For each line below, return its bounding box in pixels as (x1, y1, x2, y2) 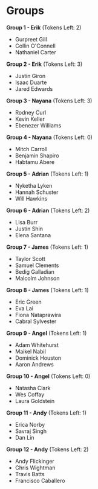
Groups (6, 4, 44, 18)
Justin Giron (15, 72, 46, 79)
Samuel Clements (15, 262, 59, 269)
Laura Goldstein (15, 397, 55, 404)
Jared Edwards (15, 85, 53, 92)
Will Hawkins (15, 195, 48, 202)
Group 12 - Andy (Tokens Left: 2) (6, 446, 89, 453)
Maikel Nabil (15, 348, 47, 355)
